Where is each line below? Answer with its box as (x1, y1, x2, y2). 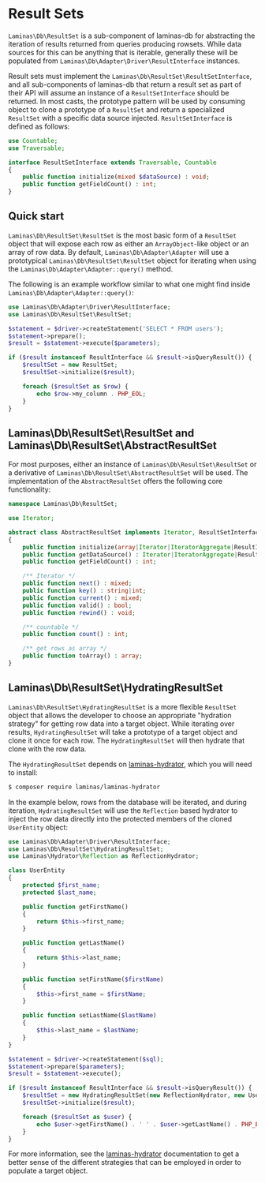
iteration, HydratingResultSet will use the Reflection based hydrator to (8, 806, 238, 815)
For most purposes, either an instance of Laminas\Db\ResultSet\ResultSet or (8, 459, 257, 470)
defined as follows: (8, 122, 70, 131)
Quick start (8, 210, 65, 223)
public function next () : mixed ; (22, 579, 132, 588)
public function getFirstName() (22, 903, 129, 911)
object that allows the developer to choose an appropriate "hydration (8, 710, 232, 720)
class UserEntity (8, 867, 65, 874)
